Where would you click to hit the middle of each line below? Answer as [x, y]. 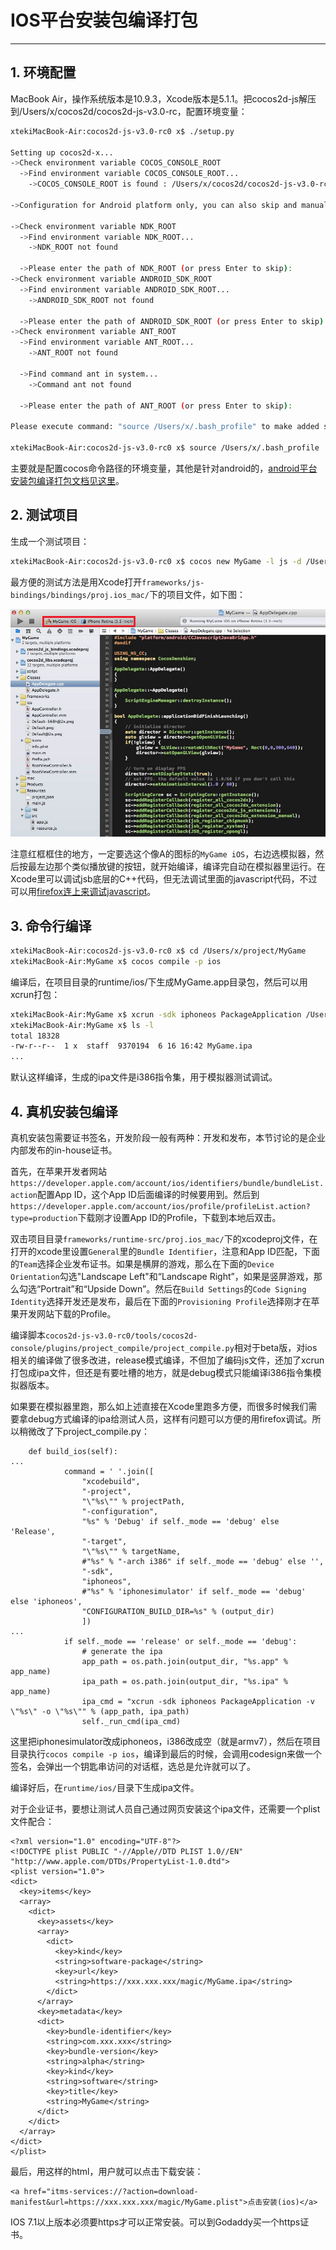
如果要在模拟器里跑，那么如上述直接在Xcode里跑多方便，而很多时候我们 [159, 1407]
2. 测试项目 [44, 515]
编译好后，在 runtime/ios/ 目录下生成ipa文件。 [105, 1788]
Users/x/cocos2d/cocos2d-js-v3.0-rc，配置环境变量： [135, 111]
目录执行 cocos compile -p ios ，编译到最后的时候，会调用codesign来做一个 [166, 1754]
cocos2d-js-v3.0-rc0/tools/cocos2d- [121, 1336]
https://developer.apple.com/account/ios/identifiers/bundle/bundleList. [167, 1184]
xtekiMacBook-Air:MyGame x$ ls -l [82, 1025]
